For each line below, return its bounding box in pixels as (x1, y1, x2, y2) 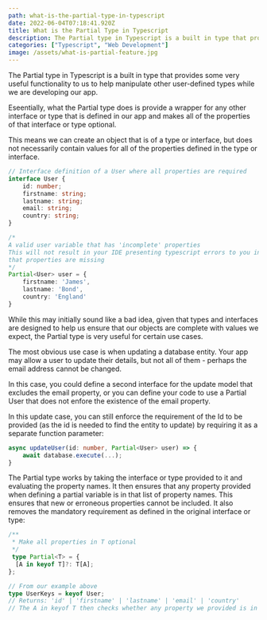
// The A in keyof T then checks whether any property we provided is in (8, 604, 258, 613)
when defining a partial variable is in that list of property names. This (8, 490, 233, 500)
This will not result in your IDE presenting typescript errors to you (8, 248, 250, 256)
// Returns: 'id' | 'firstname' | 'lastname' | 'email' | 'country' (8, 597, 240, 605)
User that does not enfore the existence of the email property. (8, 396, 211, 406)
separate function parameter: (8, 428, 105, 438)
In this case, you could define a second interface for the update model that (8, 379, 253, 388)
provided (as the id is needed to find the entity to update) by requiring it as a (8, 419, 258, 430)
